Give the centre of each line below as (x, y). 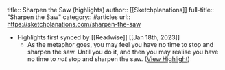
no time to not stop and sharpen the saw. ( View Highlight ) (108, 59)
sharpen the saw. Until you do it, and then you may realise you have (123, 52)
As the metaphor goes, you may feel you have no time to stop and (120, 45)
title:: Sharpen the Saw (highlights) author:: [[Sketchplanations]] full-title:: (111, 10)
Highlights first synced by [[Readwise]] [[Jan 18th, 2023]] (98, 37)
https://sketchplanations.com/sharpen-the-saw (74, 24)
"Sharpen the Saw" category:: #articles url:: (69, 17)
